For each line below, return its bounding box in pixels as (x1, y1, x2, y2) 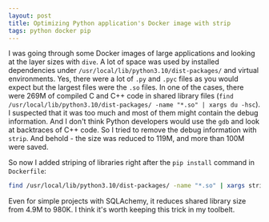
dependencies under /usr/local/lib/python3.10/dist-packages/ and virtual (8, 66, 259, 75)
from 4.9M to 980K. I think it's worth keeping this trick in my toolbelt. (8, 205, 235, 215)
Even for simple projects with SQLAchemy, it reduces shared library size (8, 196, 247, 206)
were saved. (8, 142, 49, 152)
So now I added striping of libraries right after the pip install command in (8, 158, 255, 168)
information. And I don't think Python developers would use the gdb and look (8, 117, 260, 127)
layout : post (8, 11, 52, 20)
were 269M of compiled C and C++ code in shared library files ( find (8, 91, 234, 101)
